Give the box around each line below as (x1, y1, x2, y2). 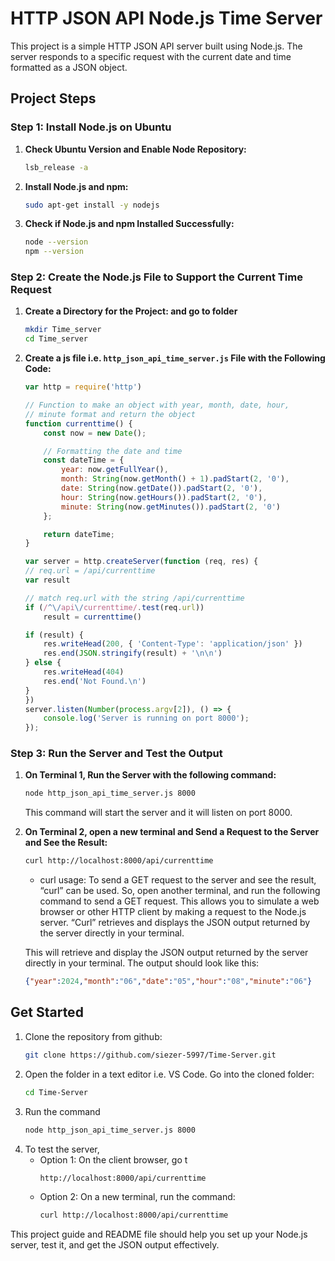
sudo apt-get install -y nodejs (24, 200, 160, 210)
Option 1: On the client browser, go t (39, 1153, 188, 1166)
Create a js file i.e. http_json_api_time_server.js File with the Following (24, 352, 326, 364)
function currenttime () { (24, 418, 133, 429)
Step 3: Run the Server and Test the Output (10, 747, 223, 761)
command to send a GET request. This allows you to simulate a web (39, 895, 320, 907)
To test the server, (24, 1143, 100, 1155)
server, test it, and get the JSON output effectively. (10, 1239, 220, 1251)
